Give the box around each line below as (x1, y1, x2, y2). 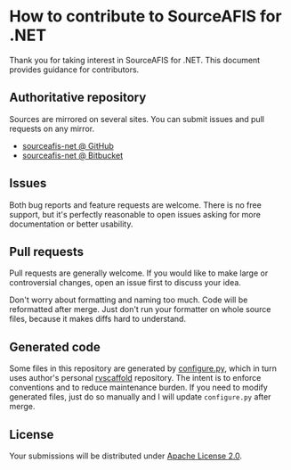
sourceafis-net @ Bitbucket (21, 150, 123, 161)
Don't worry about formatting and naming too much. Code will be (9, 294, 248, 305)
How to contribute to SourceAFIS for (9, 6, 282, 27)
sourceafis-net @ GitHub (21, 140, 114, 151)
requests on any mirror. (9, 123, 95, 134)
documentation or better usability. (9, 219, 133, 229)
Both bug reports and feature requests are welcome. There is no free (9, 199, 263, 210)
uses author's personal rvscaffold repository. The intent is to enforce (9, 373, 262, 383)
